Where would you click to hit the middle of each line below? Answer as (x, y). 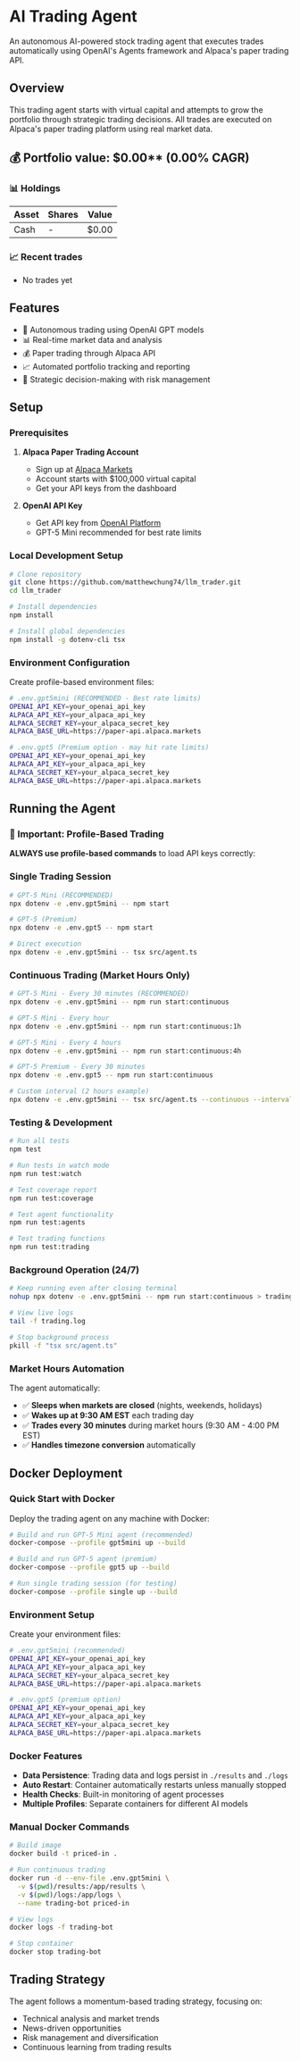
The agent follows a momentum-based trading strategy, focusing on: (136, 2001)
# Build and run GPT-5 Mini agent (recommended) (101, 1535)
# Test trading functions (57, 1239)
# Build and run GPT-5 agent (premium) (83, 1559)
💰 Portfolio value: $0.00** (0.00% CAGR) (129, 158)
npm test (25, 1149)
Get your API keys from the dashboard (106, 488)
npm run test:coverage (51, 1198)
